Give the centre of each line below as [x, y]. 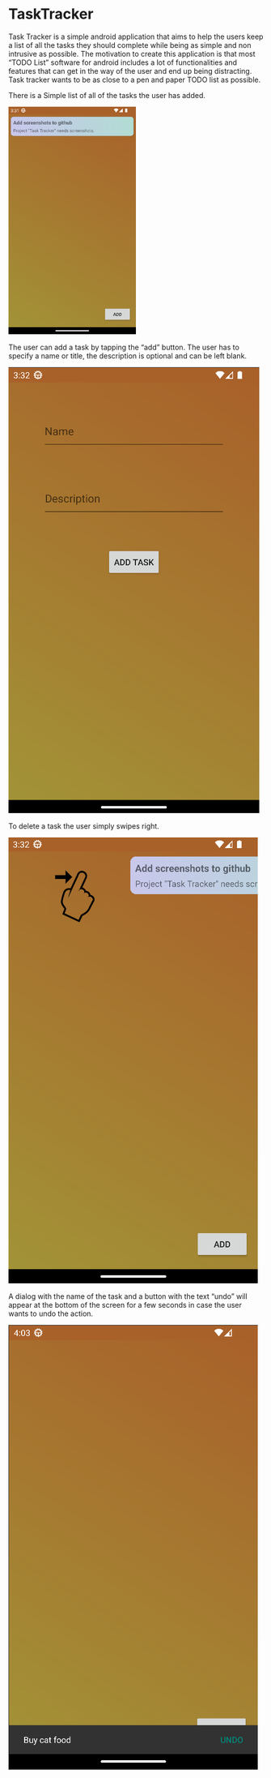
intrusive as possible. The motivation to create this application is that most [132, 54]
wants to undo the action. [51, 1313]
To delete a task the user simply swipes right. [84, 826]
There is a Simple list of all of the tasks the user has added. [107, 95]
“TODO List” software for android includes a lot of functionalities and [123, 62]
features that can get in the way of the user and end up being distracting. [130, 71]
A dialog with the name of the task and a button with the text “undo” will [128, 1296]
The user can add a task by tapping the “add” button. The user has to [124, 347]
